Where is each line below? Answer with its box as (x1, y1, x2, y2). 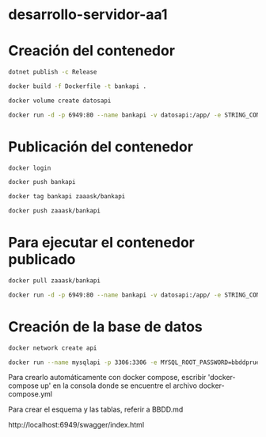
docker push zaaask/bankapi (8, 207, 101, 215)
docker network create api (8, 343, 97, 352)
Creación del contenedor (8, 42, 176, 60)
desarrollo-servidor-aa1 (8, 6, 168, 24)
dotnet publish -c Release (8, 68, 97, 76)
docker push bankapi (8, 178, 77, 186)
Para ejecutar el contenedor (8, 234, 196, 251)
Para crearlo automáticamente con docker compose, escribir (8, 373, 207, 382)
